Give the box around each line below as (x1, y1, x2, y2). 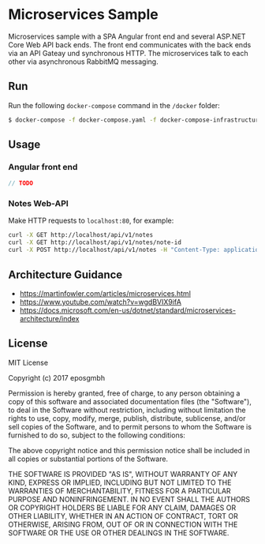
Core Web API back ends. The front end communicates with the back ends (8, 39, 252, 49)
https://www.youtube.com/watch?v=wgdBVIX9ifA (19, 297, 181, 306)
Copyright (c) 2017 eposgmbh (8, 373, 105, 382)
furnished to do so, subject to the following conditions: (8, 430, 185, 440)
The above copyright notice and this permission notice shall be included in (8, 445, 250, 455)
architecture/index (19, 313, 80, 323)
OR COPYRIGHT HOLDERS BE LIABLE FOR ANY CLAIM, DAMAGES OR (8, 503, 237, 512)
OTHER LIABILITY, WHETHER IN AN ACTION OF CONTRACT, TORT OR (8, 511, 238, 520)
